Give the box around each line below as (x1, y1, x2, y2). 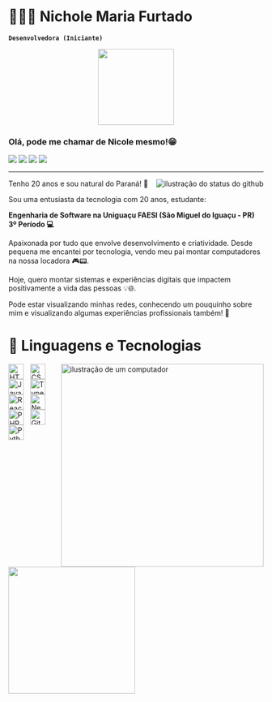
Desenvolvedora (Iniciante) (8, 34, 104, 42)
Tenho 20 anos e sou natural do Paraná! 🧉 (8, 179, 148, 189)
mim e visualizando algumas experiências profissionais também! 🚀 (8, 308, 230, 318)
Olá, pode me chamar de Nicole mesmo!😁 (8, 136, 177, 147)
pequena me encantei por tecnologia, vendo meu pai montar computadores (8, 247, 261, 256)
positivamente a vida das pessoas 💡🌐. (8, 283, 136, 293)
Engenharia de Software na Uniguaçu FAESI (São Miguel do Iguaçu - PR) (8, 210, 255, 220)
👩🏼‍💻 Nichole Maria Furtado (8, 7, 193, 26)
